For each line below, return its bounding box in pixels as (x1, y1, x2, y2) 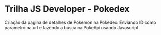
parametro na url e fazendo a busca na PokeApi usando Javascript (4, 24, 139, 30)
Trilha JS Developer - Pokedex (4, 3, 130, 15)
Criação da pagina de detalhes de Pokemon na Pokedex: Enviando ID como (4, 19, 157, 25)
